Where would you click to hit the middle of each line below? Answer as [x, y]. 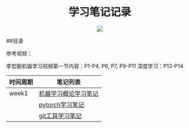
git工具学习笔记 [60, 116]
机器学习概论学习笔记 [69, 94]
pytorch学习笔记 [62, 104]
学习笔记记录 [100, 12]
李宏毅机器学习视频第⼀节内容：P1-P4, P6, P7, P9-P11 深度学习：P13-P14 [95, 66]
